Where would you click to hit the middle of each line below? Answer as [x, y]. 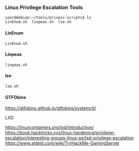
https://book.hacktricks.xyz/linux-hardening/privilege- [60, 133]
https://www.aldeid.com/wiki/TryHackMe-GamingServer [62, 143]
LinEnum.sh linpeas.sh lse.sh [38, 22]
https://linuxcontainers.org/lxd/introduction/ [50, 127]
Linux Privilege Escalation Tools [44, 7]
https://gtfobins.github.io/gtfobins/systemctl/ [51, 108]
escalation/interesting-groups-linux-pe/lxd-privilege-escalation [69, 138]
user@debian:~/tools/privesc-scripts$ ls [48, 18]
